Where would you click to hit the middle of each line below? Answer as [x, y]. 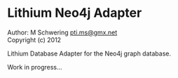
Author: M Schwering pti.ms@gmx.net [62, 32]
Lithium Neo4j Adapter [75, 13]
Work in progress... [35, 67]
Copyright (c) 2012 [34, 39]
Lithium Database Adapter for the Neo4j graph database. [89, 53]
